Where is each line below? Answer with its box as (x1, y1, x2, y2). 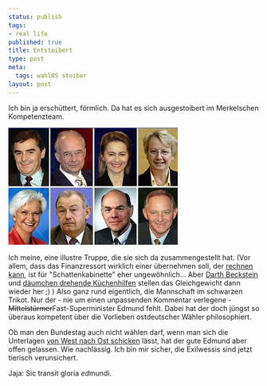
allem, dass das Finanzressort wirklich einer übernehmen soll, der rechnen (8, 261, 253, 270)
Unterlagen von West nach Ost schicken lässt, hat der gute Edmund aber (8, 336, 247, 345)
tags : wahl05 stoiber (15, 72, 88, 80)
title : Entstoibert (8, 46, 73, 55)
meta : (8, 64, 26, 72)
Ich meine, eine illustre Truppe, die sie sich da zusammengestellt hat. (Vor (8, 252, 251, 262)
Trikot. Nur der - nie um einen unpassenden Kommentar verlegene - (8, 295, 232, 305)
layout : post (8, 80, 52, 88)
